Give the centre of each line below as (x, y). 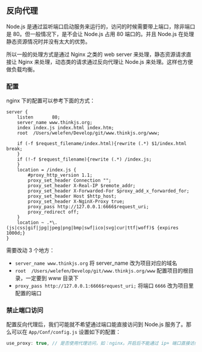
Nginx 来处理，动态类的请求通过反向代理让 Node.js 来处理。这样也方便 (106, 61)
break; (14, 149)
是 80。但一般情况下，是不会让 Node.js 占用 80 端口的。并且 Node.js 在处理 (100, 34)
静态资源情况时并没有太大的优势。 (48, 42)
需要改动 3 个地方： (31, 250)
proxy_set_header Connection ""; (70, 181)
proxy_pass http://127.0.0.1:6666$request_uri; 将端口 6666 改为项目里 (104, 286)
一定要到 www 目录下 (52, 278)
